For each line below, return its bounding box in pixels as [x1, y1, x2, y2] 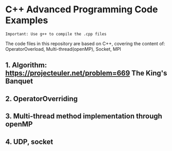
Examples [5, 14, 48, 26]
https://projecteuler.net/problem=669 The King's [5, 69, 167, 78]
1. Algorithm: [5, 61, 47, 70]
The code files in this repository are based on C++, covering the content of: [5, 40, 165, 47]
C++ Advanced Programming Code [5, 4, 158, 15]
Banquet [5, 77, 33, 86]
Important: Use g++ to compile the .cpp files [5, 31, 107, 36]
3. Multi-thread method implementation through [5, 112, 163, 121]
